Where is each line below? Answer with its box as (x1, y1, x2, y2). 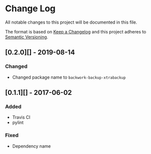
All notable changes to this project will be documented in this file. (5, 19, 138, 25)
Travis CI (12, 114, 30, 121)
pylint (12, 120, 24, 125)
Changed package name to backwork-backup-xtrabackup (12, 74, 126, 80)
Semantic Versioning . (5, 34, 48, 40)
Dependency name (12, 143, 51, 149)
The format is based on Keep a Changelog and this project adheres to (5, 29, 147, 34)
